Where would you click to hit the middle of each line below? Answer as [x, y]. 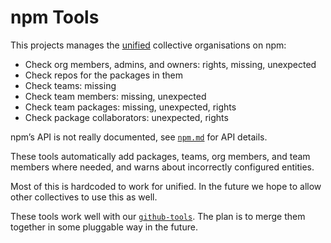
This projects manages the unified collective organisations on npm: [148, 45]
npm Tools [55, 17]
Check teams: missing [70, 85]
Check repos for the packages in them [103, 75]
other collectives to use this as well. [84, 197]
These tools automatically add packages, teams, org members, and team [160, 156]
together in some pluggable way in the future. [104, 227]
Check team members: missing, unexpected [115, 96]
